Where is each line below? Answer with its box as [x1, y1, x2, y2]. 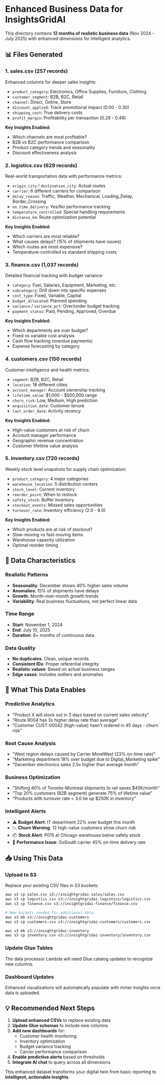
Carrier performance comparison [19, 1048, 87, 1054]
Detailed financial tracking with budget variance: [5, 272, 103, 278]
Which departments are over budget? [12, 327, 89, 334]
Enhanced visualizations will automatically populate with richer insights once [5, 984, 161, 990]
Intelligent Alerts [5, 808, 46, 815]
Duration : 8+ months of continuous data [12, 632, 95, 638]
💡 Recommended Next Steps [5, 1004, 95, 1012]
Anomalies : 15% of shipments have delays [12, 587, 99, 593]
